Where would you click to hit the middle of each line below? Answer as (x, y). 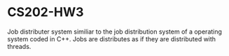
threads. (19, 46)
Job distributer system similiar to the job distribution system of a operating (115, 31)
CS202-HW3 (46, 12)
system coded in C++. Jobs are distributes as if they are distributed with (111, 38)
